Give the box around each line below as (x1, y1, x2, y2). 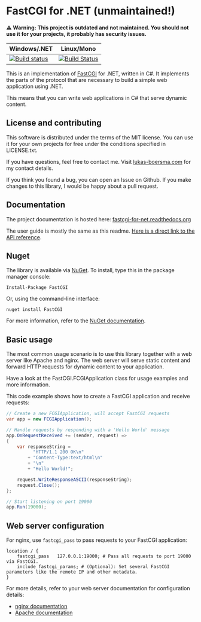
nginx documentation (14, 603, 68, 610)
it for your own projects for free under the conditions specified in (6, 140, 166, 147)
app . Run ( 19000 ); (6, 504, 47, 510)
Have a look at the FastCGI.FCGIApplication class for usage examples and (6, 375, 188, 382)
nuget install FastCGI (6, 307, 63, 313)
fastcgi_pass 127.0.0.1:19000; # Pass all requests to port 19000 (17, 553, 191, 560)
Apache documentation (14, 609, 73, 617)
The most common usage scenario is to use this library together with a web (6, 350, 193, 358)
